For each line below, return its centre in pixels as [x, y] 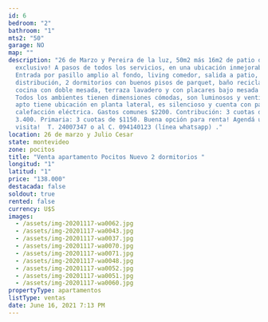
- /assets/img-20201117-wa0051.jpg [75, 276]
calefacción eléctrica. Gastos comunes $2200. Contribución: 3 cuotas [135, 113]
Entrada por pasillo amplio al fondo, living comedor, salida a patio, [137, 75]
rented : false [32, 201]
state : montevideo [39, 142]
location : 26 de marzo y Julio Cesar [71, 134]
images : [21, 217]
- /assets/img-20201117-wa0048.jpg [75, 260]
